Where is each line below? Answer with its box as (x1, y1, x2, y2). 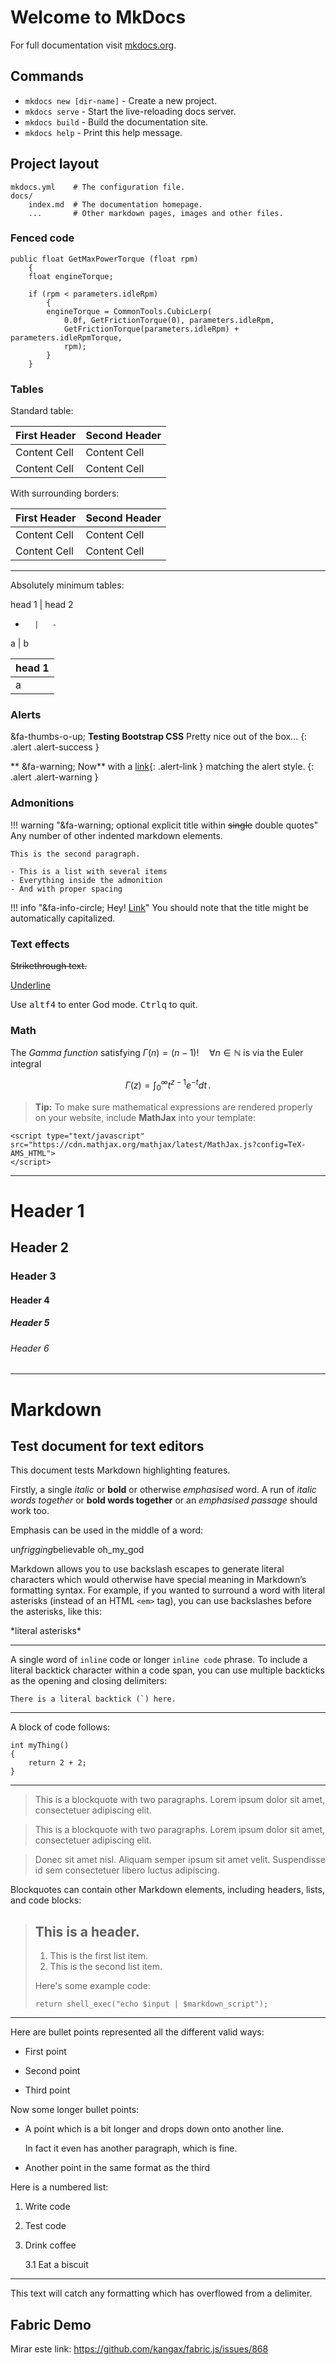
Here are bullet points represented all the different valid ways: (10, 2026, 265, 2038)
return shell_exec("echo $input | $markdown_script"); (34, 1999, 269, 2010)
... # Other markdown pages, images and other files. (28, 208, 284, 218)
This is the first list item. (49, 1950, 149, 1962)
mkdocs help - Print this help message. (24, 126, 183, 138)
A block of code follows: (10, 1721, 111, 1733)
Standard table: (10, 405, 74, 417)
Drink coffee (24, 2239, 77, 2251)
